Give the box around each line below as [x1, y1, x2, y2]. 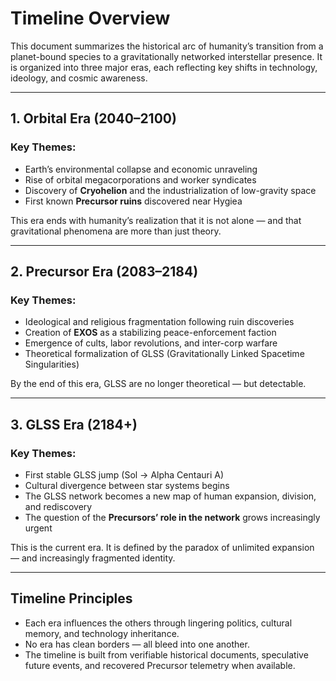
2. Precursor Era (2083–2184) [10, 263, 199, 281]
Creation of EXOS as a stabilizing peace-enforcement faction [24, 327, 277, 339]
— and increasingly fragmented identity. [10, 552, 176, 564]
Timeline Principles [10, 590, 133, 607]
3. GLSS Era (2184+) [10, 416, 138, 433]
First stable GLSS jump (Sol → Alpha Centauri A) [24, 469, 225, 481]
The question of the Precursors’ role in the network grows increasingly [24, 512, 321, 523]
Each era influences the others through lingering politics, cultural [24, 617, 293, 629]
